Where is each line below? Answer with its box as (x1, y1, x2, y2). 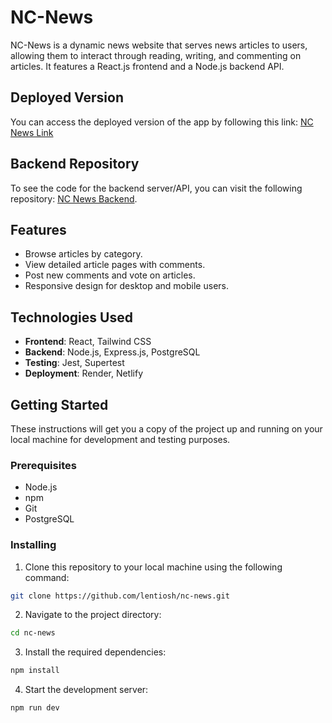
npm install (10, 666, 60, 676)
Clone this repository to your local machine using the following (24, 561, 283, 573)
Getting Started (10, 396, 109, 413)
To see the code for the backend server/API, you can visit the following (10, 182, 303, 194)
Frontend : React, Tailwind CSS (24, 336, 152, 348)
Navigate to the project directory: (24, 609, 162, 621)
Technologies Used (10, 309, 133, 326)
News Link (10, 126, 54, 138)
